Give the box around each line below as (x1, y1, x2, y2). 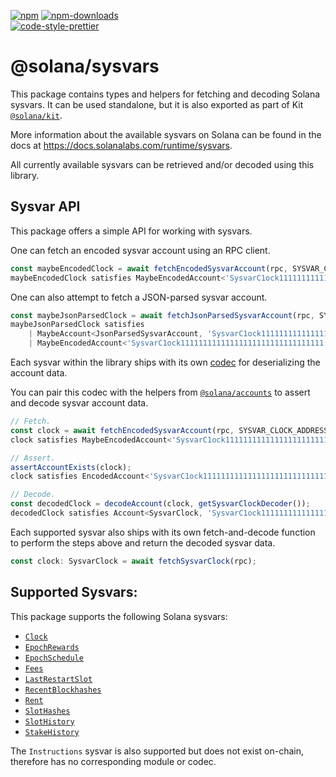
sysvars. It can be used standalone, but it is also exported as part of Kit (10, 98, 304, 110)
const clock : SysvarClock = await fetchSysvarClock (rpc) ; (10, 556, 257, 566)
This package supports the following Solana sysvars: (10, 610, 228, 622)
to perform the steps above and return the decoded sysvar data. (10, 536, 276, 549)
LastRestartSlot (24, 674, 93, 684)
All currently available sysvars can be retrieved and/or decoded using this (10, 158, 315, 170)
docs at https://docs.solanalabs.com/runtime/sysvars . (10, 139, 233, 151)
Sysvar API (10, 198, 81, 215)
